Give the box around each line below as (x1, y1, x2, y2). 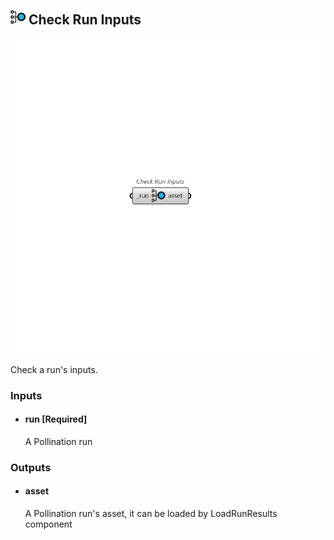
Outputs (10, 460, 52, 474)
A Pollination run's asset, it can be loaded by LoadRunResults (24, 508, 278, 520)
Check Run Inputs (28, 11, 142, 29)
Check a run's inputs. (10, 363, 98, 375)
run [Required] (24, 413, 88, 425)
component (24, 518, 73, 530)
